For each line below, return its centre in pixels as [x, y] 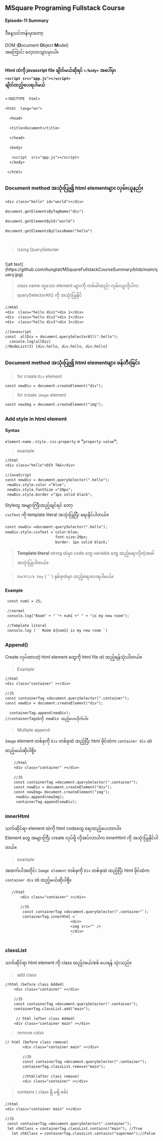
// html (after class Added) [45, 1018]
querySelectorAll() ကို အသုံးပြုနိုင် [49, 295]
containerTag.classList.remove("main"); [64, 1066]
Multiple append [33, 730]
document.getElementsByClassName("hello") [49, 231]
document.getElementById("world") [40, 221]
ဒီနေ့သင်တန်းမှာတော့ [24, 33]
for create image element [42, 395]
